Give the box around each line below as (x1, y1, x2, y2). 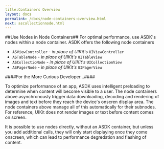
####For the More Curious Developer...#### (5, 74, 95, 80)
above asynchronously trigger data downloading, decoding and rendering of (5, 94, 159, 100)
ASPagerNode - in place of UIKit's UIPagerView (12, 64, 102, 70)
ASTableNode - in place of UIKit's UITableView (12, 54, 102, 60)
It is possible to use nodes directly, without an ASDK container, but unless (5, 124, 154, 130)
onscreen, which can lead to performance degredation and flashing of (5, 134, 147, 140)
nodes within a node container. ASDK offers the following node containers (5, 40, 154, 45)
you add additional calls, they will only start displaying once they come (5, 129, 148, 135)
